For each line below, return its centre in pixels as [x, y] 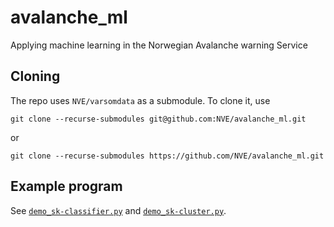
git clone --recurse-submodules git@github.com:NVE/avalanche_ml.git [158, 119]
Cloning [35, 76]
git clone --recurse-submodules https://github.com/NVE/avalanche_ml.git [167, 156]
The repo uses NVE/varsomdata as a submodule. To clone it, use [140, 100]
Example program [66, 186]
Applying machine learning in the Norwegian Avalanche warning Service [159, 45]
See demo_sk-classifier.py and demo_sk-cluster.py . [118, 210]
